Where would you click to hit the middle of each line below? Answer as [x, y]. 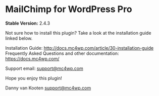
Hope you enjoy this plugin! [34, 78]
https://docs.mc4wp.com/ [32, 58]
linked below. [19, 38]
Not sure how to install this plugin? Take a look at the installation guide [78, 33]
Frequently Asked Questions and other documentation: [62, 53]
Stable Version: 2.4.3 [28, 23]
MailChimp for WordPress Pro [69, 9]
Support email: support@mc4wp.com [44, 68]
